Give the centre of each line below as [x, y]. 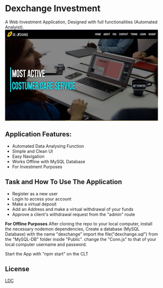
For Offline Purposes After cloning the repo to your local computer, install [79, 223]
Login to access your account [42, 199]
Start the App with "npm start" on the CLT [47, 254]
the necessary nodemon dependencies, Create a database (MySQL [72, 229]
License [17, 269]
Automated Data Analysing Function [48, 146]
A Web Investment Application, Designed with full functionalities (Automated [81, 22]
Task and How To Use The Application [64, 182]
